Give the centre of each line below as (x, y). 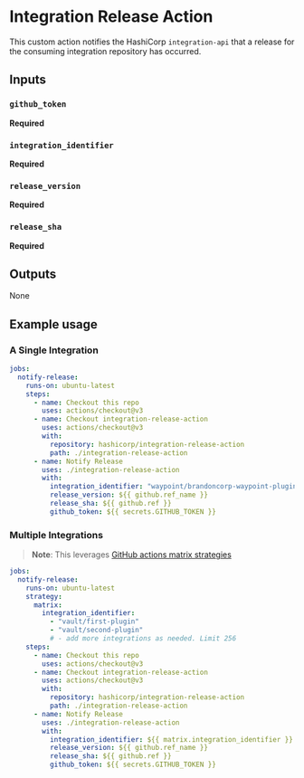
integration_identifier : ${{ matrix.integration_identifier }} (171, 739)
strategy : (44, 596)
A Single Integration (54, 350)
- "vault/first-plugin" (95, 621)
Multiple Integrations (57, 535)
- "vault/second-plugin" (96, 631)
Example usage (53, 324)
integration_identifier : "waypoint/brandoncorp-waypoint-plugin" (175, 487)
